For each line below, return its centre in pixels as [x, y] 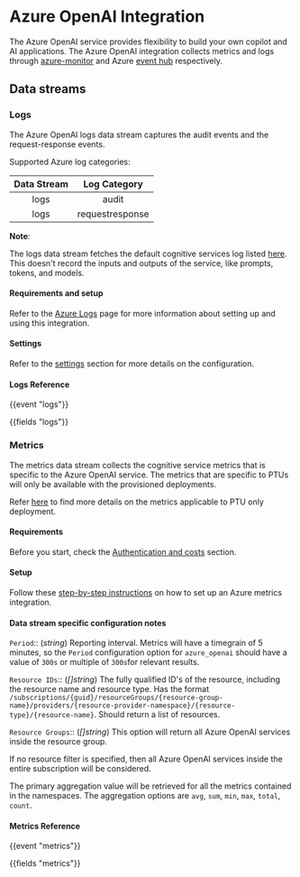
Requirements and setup [56, 293]
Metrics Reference [45, 826]
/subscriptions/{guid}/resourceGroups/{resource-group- [116, 698]
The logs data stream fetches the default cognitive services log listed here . [148, 254]
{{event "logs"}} [39, 404]
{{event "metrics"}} [45, 846]
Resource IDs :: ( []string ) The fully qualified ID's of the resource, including [145, 679]
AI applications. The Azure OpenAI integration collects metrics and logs [142, 51]
